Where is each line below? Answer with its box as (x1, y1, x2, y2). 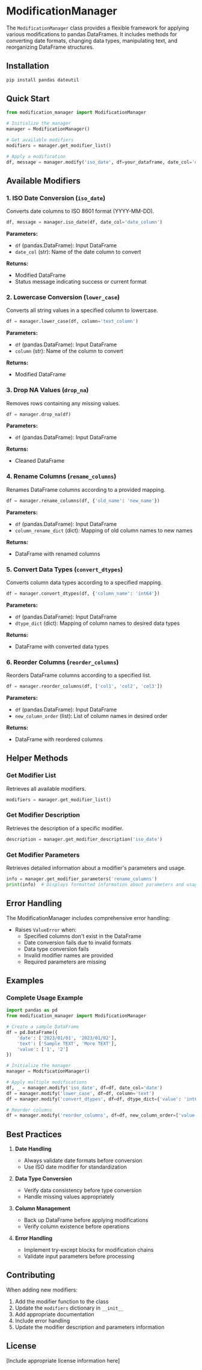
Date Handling (14, 1145, 52, 1153)
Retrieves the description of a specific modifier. (6, 825, 124, 832)
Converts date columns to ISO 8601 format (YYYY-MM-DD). (6, 208, 155, 215)
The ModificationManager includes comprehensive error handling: (6, 914, 171, 921)
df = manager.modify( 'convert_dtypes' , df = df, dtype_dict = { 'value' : (6, 1096, 182, 1102)
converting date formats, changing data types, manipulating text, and (6, 37, 178, 44)
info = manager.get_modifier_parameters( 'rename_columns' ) (6, 876, 158, 882)
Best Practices (6, 1129, 62, 1140)
